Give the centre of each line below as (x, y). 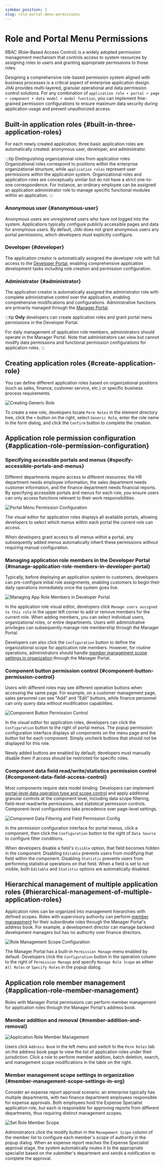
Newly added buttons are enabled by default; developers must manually (78, 753)
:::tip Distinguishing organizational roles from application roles (68, 159)
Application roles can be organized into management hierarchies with (75, 911)
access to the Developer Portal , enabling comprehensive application (74, 263)
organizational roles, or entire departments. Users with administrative (75, 622)
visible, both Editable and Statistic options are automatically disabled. (78, 869)
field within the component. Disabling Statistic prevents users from (74, 858)
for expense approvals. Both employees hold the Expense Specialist (74, 1102)
